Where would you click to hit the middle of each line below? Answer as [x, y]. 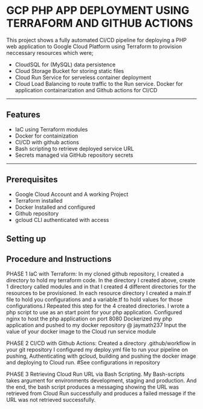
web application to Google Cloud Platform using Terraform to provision [94, 46]
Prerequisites [32, 179]
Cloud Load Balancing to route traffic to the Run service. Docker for [99, 84]
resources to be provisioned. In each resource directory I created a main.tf [99, 293]
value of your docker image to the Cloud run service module [81, 331]
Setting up [26, 239]
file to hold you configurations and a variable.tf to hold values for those [95, 299]
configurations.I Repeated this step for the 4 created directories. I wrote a [98, 306]
